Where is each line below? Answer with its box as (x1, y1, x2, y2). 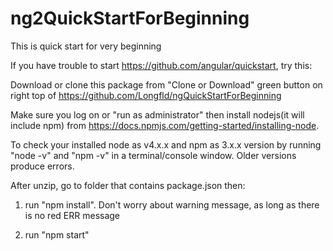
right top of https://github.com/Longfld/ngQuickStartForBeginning (10, 89, 282, 101)
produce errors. (10, 160, 75, 172)
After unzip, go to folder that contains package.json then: (10, 179, 246, 191)
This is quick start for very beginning (10, 40, 162, 52)
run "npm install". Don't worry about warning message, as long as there (24, 198, 320, 211)
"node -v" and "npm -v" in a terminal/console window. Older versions (10, 149, 297, 161)
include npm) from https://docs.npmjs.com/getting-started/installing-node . (10, 119, 320, 131)
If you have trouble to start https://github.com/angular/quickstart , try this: (10, 59, 313, 71)
